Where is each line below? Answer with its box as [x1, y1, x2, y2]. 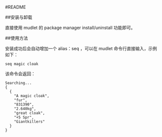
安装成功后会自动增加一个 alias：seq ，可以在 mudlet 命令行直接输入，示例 [5, 46, 158, 51]
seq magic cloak [5, 61, 38, 66]
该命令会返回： [5, 71, 35, 77]
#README [5, 4, 26, 10]
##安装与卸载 [5, 14, 32, 20]
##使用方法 [5, 35, 28, 41]
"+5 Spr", [14, 115, 34, 120]
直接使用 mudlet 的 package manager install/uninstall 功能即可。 [5, 25, 135, 30]
